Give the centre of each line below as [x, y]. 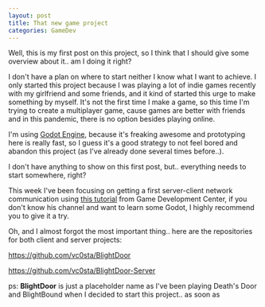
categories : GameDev [43, 30]
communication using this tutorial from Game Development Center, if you [128, 199]
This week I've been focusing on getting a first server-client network [121, 191]
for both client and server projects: [65, 240]
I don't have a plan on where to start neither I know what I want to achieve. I [132, 77]
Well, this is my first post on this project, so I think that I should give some [129, 53]
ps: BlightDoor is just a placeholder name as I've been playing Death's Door [132, 286]
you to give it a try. [39, 216]
